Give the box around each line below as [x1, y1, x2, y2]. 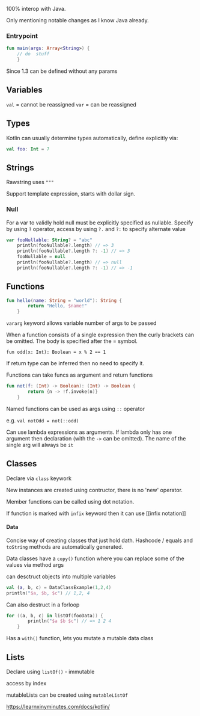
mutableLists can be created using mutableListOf [6, 691, 128, 699]
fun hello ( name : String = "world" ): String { [6, 297, 122, 303]
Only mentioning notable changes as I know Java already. [6, 17, 149, 23]
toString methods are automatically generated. [6, 543, 124, 550]
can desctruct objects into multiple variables [6, 573, 116, 580]
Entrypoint [6, 31, 38, 40]
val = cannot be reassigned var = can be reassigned [6, 100, 137, 108]
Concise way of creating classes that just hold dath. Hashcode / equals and [6, 537, 193, 544]
